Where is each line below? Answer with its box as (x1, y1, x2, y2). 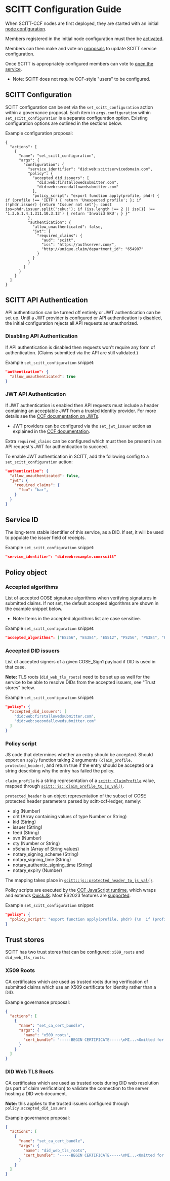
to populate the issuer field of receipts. (5, 534, 86, 541)
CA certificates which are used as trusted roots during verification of (5, 978, 148, 985)
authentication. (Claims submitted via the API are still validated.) (5, 349, 138, 356)
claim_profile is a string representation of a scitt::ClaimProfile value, (5, 778, 155, 784)
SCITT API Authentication (5, 296, 88, 305)
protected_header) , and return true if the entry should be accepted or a (5, 762, 154, 768)
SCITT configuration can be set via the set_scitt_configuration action (5, 104, 153, 110)
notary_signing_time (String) (12, 856, 71, 862)
